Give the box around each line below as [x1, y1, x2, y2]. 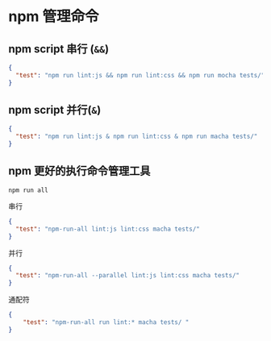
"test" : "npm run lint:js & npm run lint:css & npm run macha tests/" [15, 132, 258, 141]
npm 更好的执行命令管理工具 [8, 164, 151, 178]
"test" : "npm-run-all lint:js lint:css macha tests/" [15, 225, 200, 233]
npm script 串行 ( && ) [8, 42, 110, 56]
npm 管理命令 [8, 7, 99, 26]
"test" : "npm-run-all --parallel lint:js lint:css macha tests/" [15, 272, 240, 280]
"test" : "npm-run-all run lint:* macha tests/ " [23, 318, 190, 326]
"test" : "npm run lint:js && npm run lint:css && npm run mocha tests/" [15, 71, 265, 79]
